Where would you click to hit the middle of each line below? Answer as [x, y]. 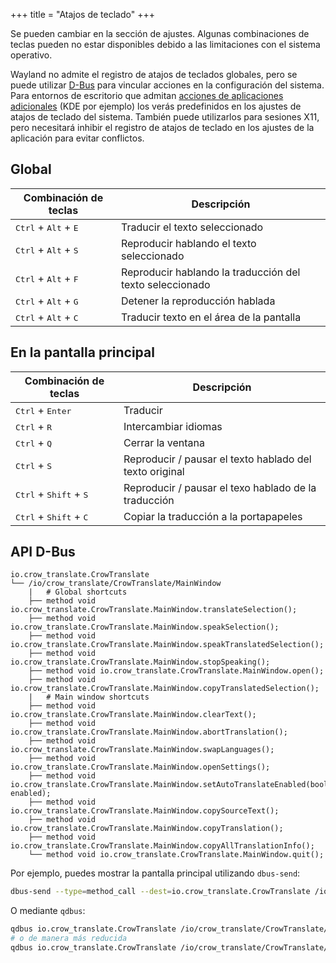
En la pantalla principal [82, 352]
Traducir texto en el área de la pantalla [211, 317]
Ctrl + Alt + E [47, 227]
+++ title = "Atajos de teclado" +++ [82, 14]
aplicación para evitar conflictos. [77, 138]
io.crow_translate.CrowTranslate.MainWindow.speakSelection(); [145, 627]
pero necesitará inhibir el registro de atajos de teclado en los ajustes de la [162, 127]
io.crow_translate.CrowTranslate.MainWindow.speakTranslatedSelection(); [167, 645]
